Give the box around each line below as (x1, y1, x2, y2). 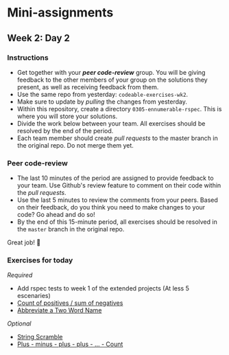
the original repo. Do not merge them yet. (16, 141, 134, 149)
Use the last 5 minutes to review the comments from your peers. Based (16, 196, 218, 204)
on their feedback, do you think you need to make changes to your (16, 203, 206, 211)
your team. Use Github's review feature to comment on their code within (16, 181, 221, 190)
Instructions (7, 53, 49, 62)
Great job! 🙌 (7, 238, 41, 247)
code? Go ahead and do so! (16, 211, 95, 219)
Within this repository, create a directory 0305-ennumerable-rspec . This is (16, 104, 222, 113)
